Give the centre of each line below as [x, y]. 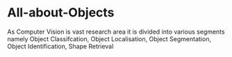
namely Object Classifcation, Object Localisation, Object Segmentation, [109, 38]
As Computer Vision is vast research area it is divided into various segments [116, 32]
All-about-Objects [61, 13]
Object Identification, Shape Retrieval [60, 46]
